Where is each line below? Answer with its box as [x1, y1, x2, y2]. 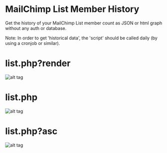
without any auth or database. [5, 25, 67, 31]
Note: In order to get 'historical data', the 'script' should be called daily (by [5, 35, 158, 41]
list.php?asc [5, 126, 58, 137]
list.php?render [5, 58, 71, 69]
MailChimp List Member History [5, 3, 140, 15]
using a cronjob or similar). [5, 40, 60, 46]
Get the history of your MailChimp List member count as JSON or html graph [5, 20, 163, 26]
